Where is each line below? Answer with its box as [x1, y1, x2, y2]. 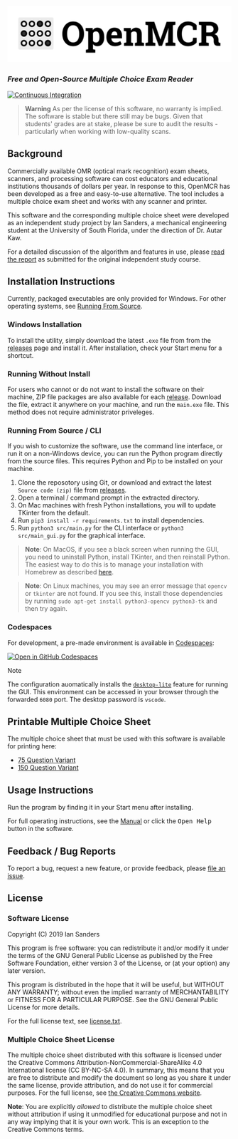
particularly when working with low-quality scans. [24, 127, 171, 135]
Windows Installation [7, 320, 82, 330]
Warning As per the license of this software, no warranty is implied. [24, 104, 223, 113]
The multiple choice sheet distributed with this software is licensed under [7, 1051, 222, 1059]
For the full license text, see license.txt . [7, 1016, 122, 1025]
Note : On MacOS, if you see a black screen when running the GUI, [24, 545, 220, 554]
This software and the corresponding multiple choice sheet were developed [7, 210, 229, 220]
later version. [7, 966, 46, 975]
